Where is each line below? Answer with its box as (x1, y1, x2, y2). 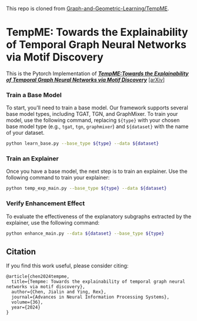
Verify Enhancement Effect (6, 199, 85, 208)
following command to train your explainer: (6, 174, 110, 181)
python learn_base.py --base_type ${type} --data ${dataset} (6, 141, 159, 146)
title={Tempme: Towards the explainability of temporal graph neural (11, 279, 185, 285)
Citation (6, 246, 36, 256)
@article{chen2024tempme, (6, 273, 69, 280)
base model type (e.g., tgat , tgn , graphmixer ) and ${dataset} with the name (6, 123, 189, 130)
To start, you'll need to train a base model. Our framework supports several (6, 104, 188, 111)
